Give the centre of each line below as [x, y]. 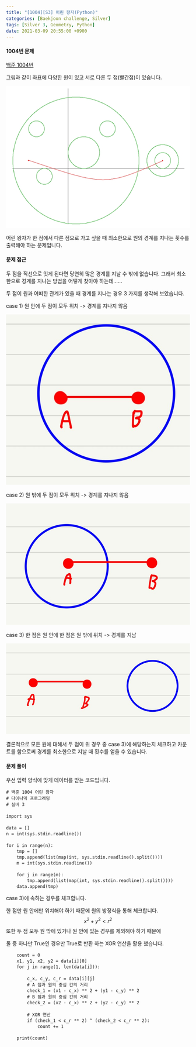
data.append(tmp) [38, 887]
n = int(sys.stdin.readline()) [44, 834]
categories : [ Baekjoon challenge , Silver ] [58, 18]
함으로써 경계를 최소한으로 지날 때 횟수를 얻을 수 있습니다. [82, 752]
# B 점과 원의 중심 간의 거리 [57, 997]
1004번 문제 [20, 51]
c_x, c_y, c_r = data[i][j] [61, 979]
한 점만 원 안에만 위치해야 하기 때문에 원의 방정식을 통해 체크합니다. [82, 911]
